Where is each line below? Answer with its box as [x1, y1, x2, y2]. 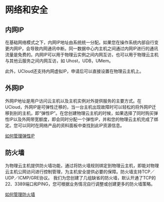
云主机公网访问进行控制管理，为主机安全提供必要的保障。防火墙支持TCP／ [5, 169, 155, 175]
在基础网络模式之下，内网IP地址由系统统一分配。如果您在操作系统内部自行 [5, 40, 155, 45]
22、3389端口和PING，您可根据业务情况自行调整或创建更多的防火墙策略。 [5, 181, 155, 187]
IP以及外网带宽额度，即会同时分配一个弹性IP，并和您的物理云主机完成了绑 [9, 116, 159, 122]
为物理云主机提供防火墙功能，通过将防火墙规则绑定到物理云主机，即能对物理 [5, 162, 159, 168]
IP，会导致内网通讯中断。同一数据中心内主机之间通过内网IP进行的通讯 [18, 46, 159, 51]
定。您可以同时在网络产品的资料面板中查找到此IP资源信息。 [5, 122, 124, 128]
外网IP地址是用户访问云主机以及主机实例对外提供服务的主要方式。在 [5, 98, 142, 103]
